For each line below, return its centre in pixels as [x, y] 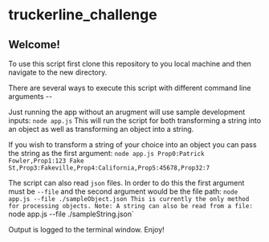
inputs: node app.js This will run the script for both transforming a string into [135, 121]
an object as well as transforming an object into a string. [101, 129]
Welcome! [34, 45]
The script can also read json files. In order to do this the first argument [126, 183]
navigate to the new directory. [58, 72]
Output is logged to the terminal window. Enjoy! [86, 230]
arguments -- [31, 96]
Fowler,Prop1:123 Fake [46, 161]
